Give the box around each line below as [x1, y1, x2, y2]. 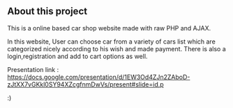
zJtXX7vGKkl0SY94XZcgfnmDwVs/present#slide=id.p [7, 80, 164, 89]
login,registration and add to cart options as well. [7, 52, 148, 60]
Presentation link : [7, 65, 59, 73]
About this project [7, 6, 88, 17]
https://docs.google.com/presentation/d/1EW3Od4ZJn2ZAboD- [7, 73, 190, 81]
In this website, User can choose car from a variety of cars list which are [7, 37, 216, 46]
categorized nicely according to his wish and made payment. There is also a [7, 44, 227, 53]
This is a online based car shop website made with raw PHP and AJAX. [7, 24, 211, 32]
